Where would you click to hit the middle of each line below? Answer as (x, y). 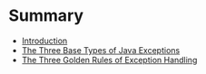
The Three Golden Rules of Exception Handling (109, 60)
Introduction (44, 41)
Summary (46, 16)
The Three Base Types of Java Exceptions (101, 50)
